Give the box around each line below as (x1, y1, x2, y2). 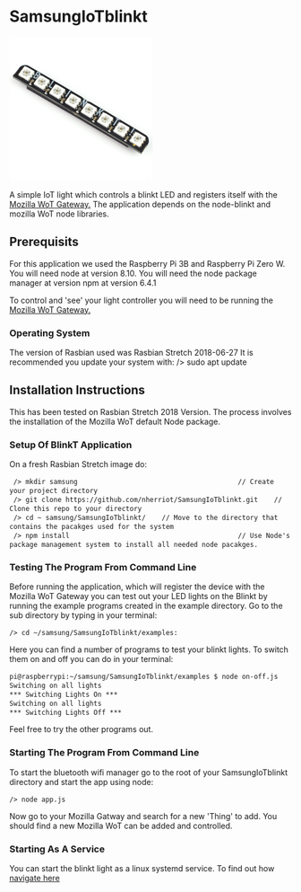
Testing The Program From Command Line (9, 561, 197, 574)
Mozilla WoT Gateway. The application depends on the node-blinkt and (9, 199, 271, 209)
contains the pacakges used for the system (9, 523, 175, 532)
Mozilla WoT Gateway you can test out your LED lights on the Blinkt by (9, 591, 268, 602)
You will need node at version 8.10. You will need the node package (9, 268, 258, 278)
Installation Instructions (9, 383, 146, 398)
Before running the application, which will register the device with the (9, 581, 265, 592)
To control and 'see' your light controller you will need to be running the (9, 295, 273, 305)
